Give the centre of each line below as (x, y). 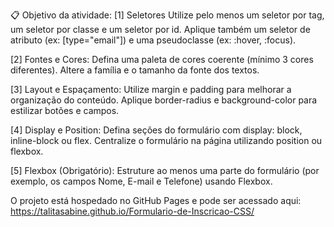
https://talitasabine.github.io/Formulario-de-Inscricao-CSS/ (132, 211)
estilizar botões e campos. (65, 110)
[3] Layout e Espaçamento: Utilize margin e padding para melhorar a (151, 89)
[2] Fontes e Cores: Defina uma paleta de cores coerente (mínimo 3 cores (162, 59)
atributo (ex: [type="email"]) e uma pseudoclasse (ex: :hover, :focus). (153, 40)
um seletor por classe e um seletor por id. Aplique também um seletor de (160, 29)
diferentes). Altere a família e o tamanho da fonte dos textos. (135, 70)
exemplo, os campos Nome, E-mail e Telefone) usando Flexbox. (141, 181)
